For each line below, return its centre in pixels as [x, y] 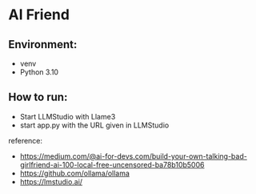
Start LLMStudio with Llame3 [68, 116]
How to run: [38, 97]
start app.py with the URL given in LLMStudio [94, 125]
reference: [25, 140]
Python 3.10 [39, 72]
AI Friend [39, 15]
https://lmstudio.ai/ [51, 181]
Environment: [43, 44]
